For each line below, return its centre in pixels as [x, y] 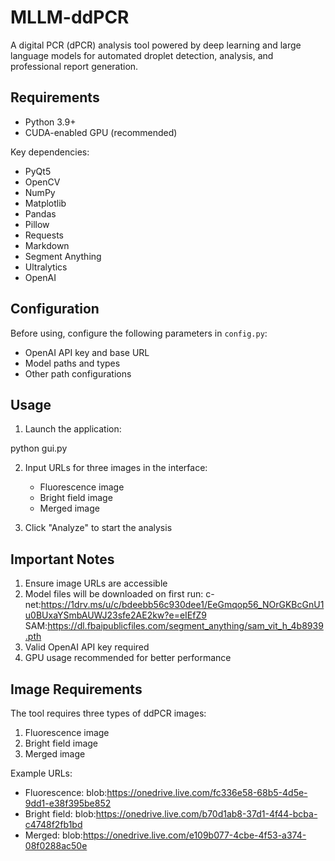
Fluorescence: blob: [66, 792]
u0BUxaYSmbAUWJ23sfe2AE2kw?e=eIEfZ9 [115, 615]
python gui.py [39, 448]
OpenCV [42, 182]
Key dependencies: [50, 152]
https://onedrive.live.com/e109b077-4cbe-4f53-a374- [194, 835]
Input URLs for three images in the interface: [116, 468]
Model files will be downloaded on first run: [114, 594]
